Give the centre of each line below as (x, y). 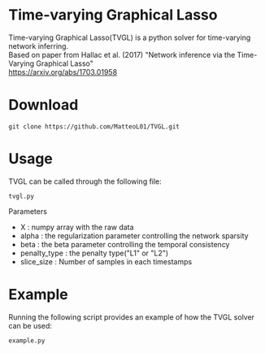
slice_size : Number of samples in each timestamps (106, 261)
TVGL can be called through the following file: (85, 181)
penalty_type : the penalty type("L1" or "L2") (94, 253)
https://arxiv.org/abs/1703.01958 (63, 72)
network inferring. (39, 46)
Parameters (28, 211)
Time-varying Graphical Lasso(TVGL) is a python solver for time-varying (130, 37)
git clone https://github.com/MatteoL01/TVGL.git (94, 126)
